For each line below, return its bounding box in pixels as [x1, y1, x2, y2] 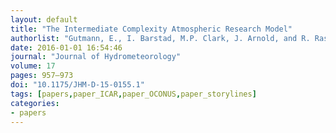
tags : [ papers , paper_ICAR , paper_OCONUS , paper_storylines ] [10, 89, 257, 99]
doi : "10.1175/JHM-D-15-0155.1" [10, 80, 145, 90]
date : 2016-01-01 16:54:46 [10, 42, 123, 53]
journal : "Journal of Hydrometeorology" [10, 52, 182, 62]
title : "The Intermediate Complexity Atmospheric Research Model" [10, 24, 293, 34]
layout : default [10, 14, 78, 25]
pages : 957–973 [10, 71, 74, 81]
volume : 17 [10, 61, 56, 71]
